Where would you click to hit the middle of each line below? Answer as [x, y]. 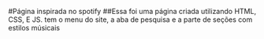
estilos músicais [34, 28]
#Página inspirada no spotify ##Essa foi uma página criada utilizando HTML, [132, 11]
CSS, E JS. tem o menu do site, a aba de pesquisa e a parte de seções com [130, 19]
